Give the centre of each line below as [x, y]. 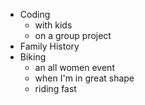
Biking [33, 57]
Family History [49, 46]
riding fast [55, 88]
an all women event [74, 67]
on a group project [73, 35]
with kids [53, 25]
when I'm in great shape [84, 78]
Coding [35, 14]
